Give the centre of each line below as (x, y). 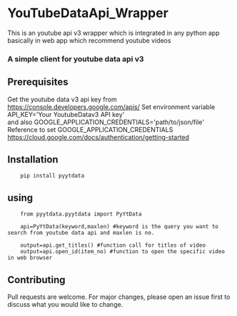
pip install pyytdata (52, 176)
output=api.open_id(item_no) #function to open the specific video (122, 252)
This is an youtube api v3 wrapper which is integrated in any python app (114, 33)
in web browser (30, 258)
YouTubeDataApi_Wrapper (88, 13)
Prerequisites (38, 82)
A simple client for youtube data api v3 (76, 58)
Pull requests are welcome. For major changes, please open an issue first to (119, 297)
